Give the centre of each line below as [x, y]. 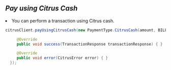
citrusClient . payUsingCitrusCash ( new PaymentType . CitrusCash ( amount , [81, 30]
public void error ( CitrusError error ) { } [62, 58]
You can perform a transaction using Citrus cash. [63, 20]
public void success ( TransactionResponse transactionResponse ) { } [90, 44]
